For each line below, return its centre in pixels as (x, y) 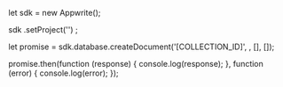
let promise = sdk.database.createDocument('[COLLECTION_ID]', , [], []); (141, 47)
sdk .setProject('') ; (43, 29)
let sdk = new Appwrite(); (55, 13)
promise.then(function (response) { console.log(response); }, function (136, 64)
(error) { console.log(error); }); (63, 73)
